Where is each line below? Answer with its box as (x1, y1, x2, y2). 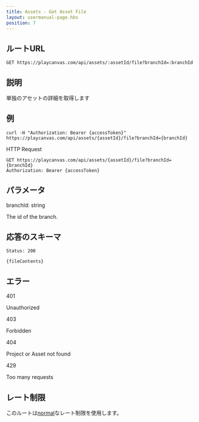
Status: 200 (6, 248, 36, 254)
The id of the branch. (6, 213, 58, 220)
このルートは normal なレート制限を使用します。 (6, 409, 122, 417)
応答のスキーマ (6, 232, 61, 242)
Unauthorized (6, 304, 40, 311)
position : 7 (6, 20, 36, 26)
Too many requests (6, 374, 54, 381)
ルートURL (6, 43, 46, 54)
